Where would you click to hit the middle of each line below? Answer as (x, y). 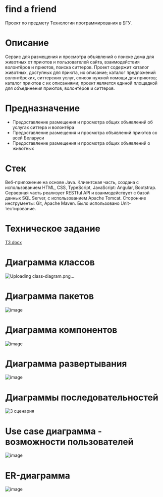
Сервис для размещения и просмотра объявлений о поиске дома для (80, 57)
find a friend (31, 9)
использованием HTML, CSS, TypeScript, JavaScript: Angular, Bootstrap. (81, 187)
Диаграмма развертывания (66, 364)
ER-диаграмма (38, 475)
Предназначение (43, 108)
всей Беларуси (28, 138)
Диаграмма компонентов (61, 330)
